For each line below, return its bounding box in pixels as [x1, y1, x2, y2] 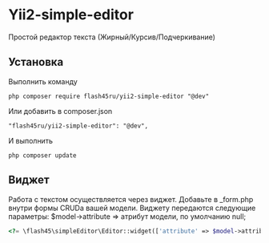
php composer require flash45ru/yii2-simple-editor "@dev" [8, 92, 210, 100]
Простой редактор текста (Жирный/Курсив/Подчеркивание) [8, 32, 216, 42]
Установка [8, 55, 64, 69]
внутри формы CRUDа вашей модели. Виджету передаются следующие [8, 203, 256, 213]
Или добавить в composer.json [8, 106, 113, 115]
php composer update [8, 151, 78, 160]
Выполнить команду [8, 76, 78, 86]
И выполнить [8, 136, 54, 145]
